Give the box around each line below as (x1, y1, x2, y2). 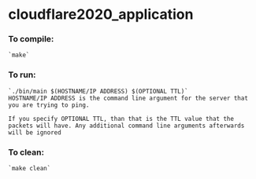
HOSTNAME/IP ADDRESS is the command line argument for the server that (8, 94, 248, 102)
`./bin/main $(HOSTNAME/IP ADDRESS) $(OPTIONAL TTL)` (8, 87, 189, 95)
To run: (8, 69, 37, 80)
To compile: (8, 34, 54, 45)
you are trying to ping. (8, 100, 90, 109)
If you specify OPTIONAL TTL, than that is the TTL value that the (8, 115, 235, 122)
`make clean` (8, 165, 51, 173)
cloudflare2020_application (8, 5, 194, 24)
